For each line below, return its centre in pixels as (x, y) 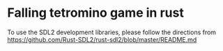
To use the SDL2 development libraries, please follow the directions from (112, 32)
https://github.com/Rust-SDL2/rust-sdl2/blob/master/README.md (102, 39)
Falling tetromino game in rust (96, 13)
